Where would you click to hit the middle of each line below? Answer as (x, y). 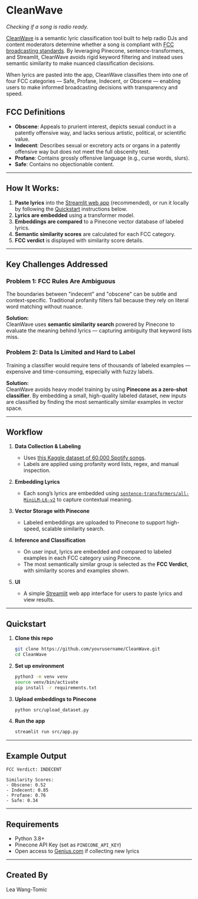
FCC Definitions (36, 112)
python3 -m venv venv (41, 677)
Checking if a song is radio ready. (47, 27)
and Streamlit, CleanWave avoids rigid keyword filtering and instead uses (95, 57)
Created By (27, 875)
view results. (39, 600)
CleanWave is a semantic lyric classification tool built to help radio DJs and (97, 38)
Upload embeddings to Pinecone (55, 699)
